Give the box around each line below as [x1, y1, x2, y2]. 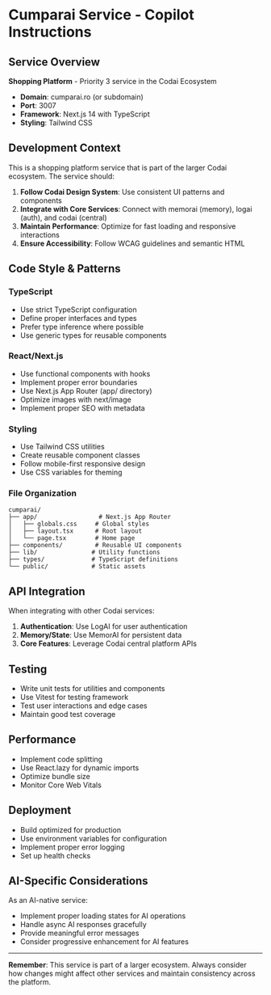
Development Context [8, 141, 121, 155]
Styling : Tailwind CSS [19, 118, 93, 127]
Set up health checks [19, 850, 91, 860]
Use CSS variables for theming [19, 467, 123, 478]
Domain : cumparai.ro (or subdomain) [19, 92, 144, 102]
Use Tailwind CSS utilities [19, 442, 105, 452]
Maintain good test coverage [19, 710, 116, 719]
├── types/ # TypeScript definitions [8, 555, 179, 563]
